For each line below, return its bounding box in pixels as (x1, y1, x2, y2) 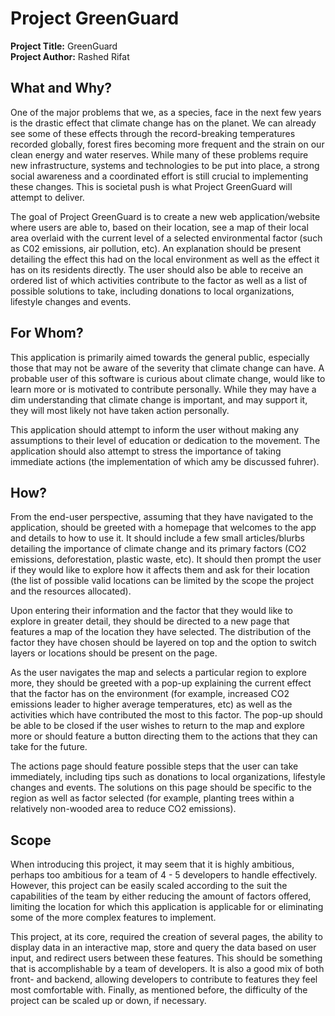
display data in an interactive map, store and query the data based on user (10, 942, 317, 954)
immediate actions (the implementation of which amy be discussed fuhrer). (10, 455, 320, 467)
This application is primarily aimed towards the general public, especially (10, 351, 310, 363)
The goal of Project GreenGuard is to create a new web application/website (10, 210, 321, 222)
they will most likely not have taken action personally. (10, 404, 230, 416)
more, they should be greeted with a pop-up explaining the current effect (10, 677, 312, 689)
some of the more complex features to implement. (10, 912, 217, 924)
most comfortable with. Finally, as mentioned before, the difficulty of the (10, 984, 308, 996)
